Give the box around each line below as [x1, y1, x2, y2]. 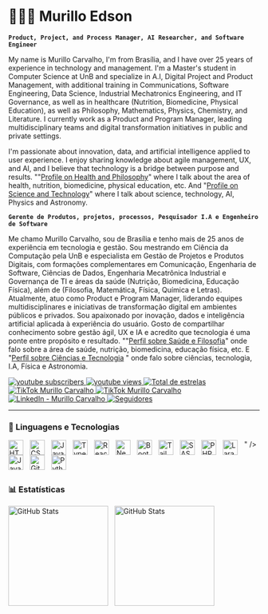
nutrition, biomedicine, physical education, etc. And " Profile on [32, 180, 238, 190]
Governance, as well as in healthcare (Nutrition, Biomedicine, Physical [8, 97, 238, 106]
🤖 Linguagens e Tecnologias [8, 421, 120, 433]
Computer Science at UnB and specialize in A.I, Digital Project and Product [8, 71, 254, 81]
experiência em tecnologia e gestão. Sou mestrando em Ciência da [8, 242, 229, 252]
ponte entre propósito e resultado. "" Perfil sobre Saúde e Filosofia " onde [8, 336, 247, 345]
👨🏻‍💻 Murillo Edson [8, 7, 133, 26]
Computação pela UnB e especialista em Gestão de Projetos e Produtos [8, 251, 245, 261]
